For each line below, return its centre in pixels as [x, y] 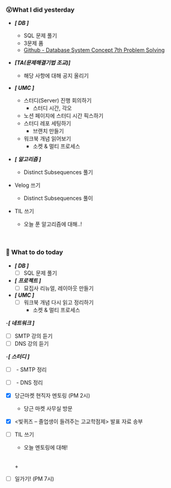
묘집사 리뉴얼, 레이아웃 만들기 [58, 288]
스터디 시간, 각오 [52, 108]
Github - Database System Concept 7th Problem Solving [94, 50]
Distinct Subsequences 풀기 [58, 172]
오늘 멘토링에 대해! [46, 448]
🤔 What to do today [34, 252]
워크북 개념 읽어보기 [47, 139]
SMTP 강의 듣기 [33, 336]
